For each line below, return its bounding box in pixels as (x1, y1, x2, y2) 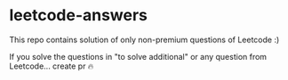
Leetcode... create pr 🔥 (9, 61, 94, 71)
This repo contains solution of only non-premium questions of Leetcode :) (9, 34, 280, 45)
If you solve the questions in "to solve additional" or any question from (9, 51, 268, 62)
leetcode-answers (9, 5, 148, 25)
